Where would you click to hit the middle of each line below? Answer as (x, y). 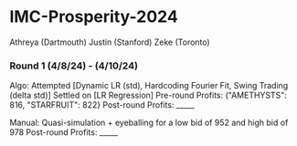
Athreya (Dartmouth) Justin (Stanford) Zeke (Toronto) (110, 42)
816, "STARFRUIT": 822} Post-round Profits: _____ (102, 105)
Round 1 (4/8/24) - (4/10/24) (74, 66)
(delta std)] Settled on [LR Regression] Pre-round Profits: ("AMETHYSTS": (148, 95)
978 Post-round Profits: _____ (64, 132)
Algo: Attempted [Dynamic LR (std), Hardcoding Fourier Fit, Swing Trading (149, 86)
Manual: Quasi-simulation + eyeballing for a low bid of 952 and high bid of (149, 123)
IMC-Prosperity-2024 (94, 17)
